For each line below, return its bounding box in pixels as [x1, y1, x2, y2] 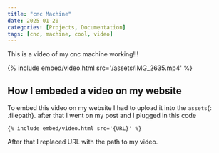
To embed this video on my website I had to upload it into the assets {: [7, 104, 213, 112]
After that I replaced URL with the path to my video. [7, 137, 158, 147]
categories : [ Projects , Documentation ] [7, 24, 126, 31]
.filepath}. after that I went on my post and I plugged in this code [7, 112, 197, 120]
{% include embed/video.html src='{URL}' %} [7, 125, 142, 132]
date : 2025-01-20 [7, 17, 59, 24]
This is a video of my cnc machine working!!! [7, 50, 139, 59]
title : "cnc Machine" [7, 10, 72, 18]
